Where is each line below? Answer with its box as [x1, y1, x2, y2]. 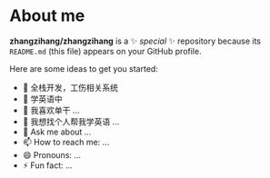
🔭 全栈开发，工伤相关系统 [22, 82, 118, 93]
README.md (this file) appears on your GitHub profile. [9, 45, 202, 56]
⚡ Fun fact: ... [22, 160, 73, 171]
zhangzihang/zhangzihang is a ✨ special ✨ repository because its [9, 35, 262, 46]
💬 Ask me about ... [22, 126, 92, 137]
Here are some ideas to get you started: [9, 63, 159, 74]
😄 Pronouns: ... [22, 149, 82, 160]
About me [9, 5, 85, 26]
